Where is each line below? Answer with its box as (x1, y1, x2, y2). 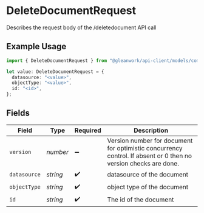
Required (74, 126, 101, 134)
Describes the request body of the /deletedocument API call (6, 24, 157, 31)
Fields (6, 108, 30, 119)
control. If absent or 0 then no (107, 152, 192, 160)
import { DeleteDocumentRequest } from (6, 57, 107, 64)
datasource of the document (107, 170, 189, 179)
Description (133, 126, 169, 134)
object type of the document (107, 183, 189, 192)
